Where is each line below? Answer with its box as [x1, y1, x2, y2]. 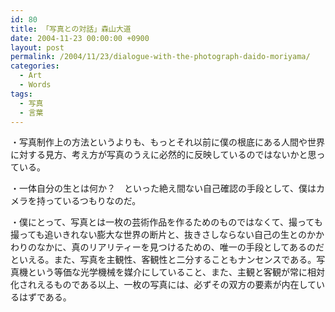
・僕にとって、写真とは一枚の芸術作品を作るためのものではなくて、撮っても [10, 216, 323, 228]
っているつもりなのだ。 [44, 195, 142, 207]
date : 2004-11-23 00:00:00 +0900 [10, 33, 150, 43]
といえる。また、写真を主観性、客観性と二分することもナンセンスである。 [10, 254, 317, 266]
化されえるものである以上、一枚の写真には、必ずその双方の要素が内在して [10, 279, 317, 291]
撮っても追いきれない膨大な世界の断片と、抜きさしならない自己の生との [10, 229, 307, 241]
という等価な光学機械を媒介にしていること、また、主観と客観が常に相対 [27, 266, 326, 278]
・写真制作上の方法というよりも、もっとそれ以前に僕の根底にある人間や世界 [10, 136, 325, 148]
